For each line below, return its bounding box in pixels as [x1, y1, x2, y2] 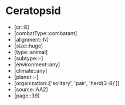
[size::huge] [13, 42, 43, 49]
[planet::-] [13, 73, 39, 80]
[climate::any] [13, 67, 48, 74]
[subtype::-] [13, 55, 43, 62]
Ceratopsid [5, 4, 61, 18]
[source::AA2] [13, 86, 48, 93]
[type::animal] [13, 48, 48, 55]
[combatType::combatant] [13, 29, 77, 36]
